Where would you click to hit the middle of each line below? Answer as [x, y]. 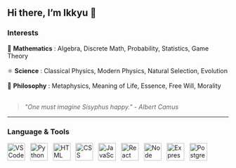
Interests [23, 33]
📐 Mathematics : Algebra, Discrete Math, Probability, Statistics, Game [108, 48]
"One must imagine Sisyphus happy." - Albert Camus [101, 107]
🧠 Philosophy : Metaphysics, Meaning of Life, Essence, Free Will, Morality [114, 86]
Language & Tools [39, 131]
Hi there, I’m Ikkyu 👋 [52, 13]
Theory [18, 56]
